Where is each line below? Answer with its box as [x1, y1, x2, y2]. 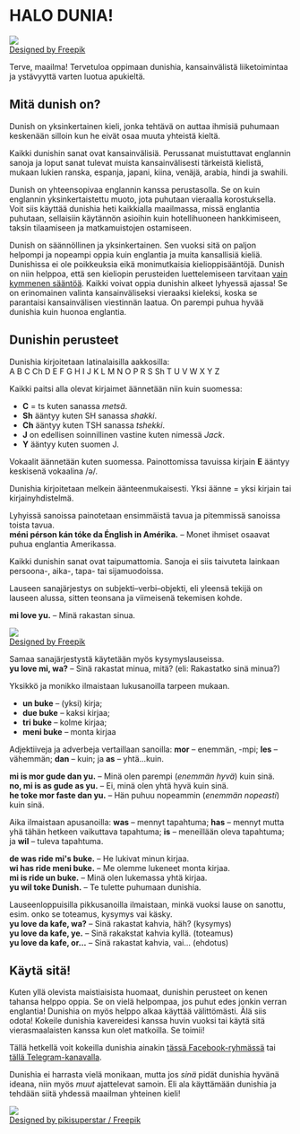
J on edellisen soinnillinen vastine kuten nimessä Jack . [21, 429, 226, 440]
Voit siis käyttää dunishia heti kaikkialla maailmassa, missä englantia [9, 203, 261, 214]
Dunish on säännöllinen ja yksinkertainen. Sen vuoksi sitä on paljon [9, 240, 257, 250]
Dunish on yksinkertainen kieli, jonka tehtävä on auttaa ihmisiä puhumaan [9, 120, 280, 131]
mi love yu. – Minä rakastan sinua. [9, 609, 136, 620]
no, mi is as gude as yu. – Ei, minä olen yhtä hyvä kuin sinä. [9, 780, 229, 790]
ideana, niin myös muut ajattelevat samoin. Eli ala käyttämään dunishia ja [9, 1078, 278, 1090]
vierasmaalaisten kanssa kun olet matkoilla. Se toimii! [9, 1025, 205, 1036]
